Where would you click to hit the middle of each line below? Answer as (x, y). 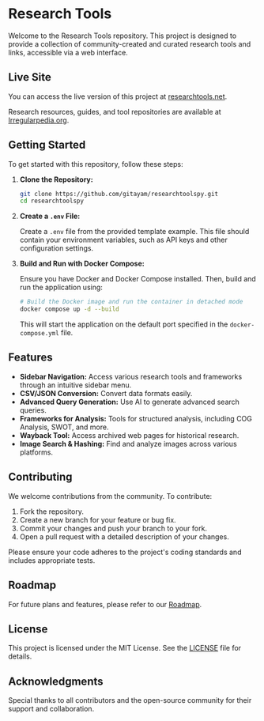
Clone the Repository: (56, 179)
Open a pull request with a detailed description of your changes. (124, 536)
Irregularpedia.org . (39, 120)
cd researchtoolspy (52, 201)
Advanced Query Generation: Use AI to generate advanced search (129, 402)
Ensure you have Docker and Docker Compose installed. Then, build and (138, 279)
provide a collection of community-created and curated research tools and (130, 43)
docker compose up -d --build (70, 309)
